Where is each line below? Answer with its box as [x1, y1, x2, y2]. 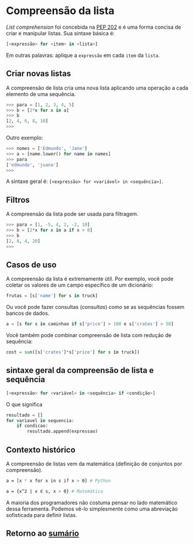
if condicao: [16, 423, 49, 429]
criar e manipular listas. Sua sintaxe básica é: [6, 29, 115, 36]
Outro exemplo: [6, 134, 43, 141]
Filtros [6, 195, 30, 205]
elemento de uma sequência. [6, 90, 76, 97]
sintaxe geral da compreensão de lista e [6, 365, 154, 376]
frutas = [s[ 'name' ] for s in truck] [6, 293, 98, 299]
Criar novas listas [6, 69, 71, 79]
